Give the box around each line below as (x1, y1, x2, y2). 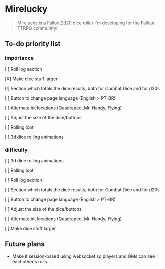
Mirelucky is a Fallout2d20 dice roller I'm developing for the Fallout (17, 20, 155, 26)
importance (5, 55, 34, 62)
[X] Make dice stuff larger (5, 76, 58, 82)
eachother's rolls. (12, 258, 49, 264)
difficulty (5, 146, 28, 153)
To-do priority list (5, 40, 61, 48)
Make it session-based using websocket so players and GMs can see (12, 253, 155, 259)
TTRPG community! (17, 25, 58, 31)
